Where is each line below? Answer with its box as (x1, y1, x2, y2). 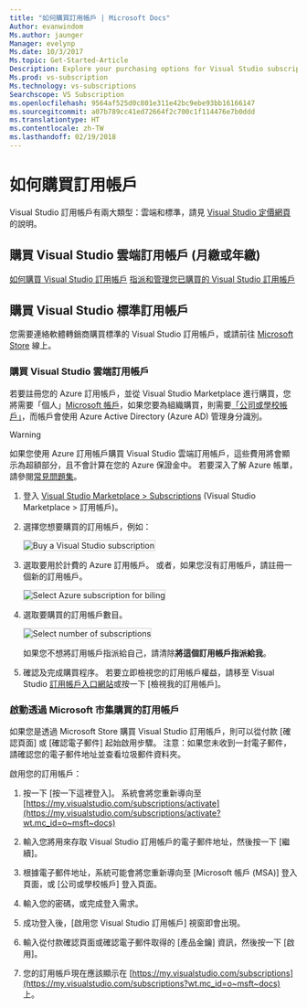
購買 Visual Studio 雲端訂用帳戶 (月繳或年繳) (9, 248, 261, 263)
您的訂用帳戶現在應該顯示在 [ (22, 968, 132, 979)
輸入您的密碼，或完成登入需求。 (22, 898, 143, 909)
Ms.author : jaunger (9, 30, 84, 39)
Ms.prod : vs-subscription (9, 73, 108, 82)
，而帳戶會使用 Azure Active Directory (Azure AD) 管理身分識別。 (21, 411, 268, 422)
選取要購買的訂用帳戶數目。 (22, 609, 128, 620)
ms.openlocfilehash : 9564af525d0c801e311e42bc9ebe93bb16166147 (9, 98, 256, 108)
